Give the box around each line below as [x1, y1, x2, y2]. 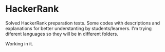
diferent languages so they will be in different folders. [5, 31, 118, 37]
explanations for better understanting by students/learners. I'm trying [5, 25, 152, 31]
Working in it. [5, 40, 33, 46]
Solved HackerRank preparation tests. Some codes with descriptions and [5, 20, 160, 26]
